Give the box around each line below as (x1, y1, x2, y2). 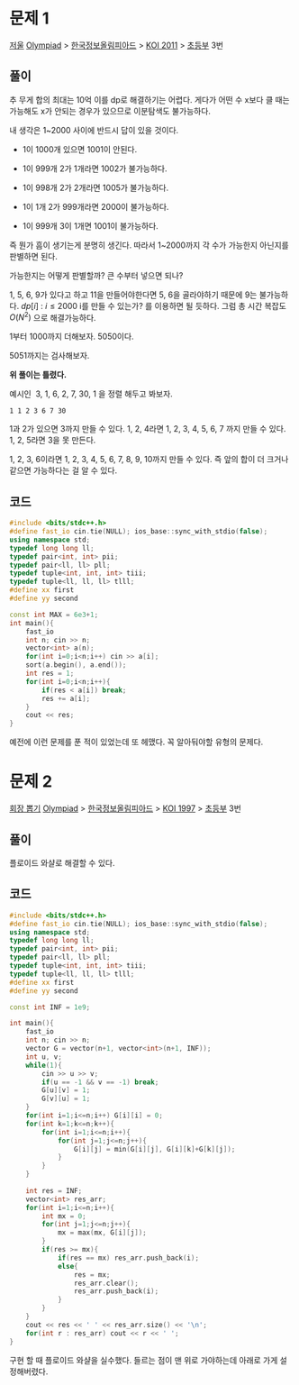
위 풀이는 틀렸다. (9, 369, 68, 380)
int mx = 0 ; (41, 1211, 87, 1221)
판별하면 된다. (9, 251, 59, 261)
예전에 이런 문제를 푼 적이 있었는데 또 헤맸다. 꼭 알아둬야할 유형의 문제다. (9, 736, 264, 748)
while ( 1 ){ (25, 1061, 63, 1070)
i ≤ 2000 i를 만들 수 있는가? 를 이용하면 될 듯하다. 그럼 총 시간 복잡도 (44, 300, 286, 311)
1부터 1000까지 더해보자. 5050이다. (9, 331, 134, 342)
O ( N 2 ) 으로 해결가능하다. (9, 310, 96, 323)
